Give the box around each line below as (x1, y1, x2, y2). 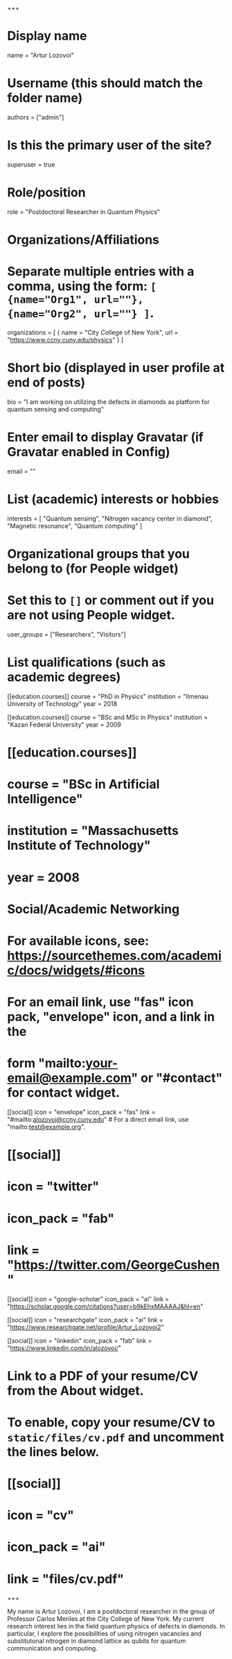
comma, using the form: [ (7, 278, 157, 294)
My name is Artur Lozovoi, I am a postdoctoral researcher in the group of (7, 1608, 215, 1616)
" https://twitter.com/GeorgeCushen (7, 1257, 220, 1272)
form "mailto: (7, 1056, 86, 1071)
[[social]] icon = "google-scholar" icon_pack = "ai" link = (7, 1295, 170, 1303)
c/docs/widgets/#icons (7, 962, 145, 978)
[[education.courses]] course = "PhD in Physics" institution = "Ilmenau (7, 692, 209, 700)
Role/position (7, 185, 86, 200)
